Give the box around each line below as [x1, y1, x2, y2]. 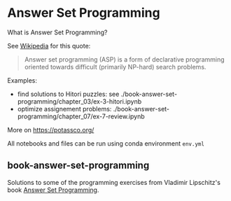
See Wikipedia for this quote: [7, 41, 91, 50]
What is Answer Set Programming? [7, 28, 108, 36]
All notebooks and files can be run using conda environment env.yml [7, 139, 205, 148]
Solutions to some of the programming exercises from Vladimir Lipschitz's [7, 178, 220, 186]
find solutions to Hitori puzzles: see [17, 90, 120, 98]
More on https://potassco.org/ [7, 125, 94, 134]
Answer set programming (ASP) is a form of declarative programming [24, 55, 225, 64]
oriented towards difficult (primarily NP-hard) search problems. [24, 62, 206, 71]
